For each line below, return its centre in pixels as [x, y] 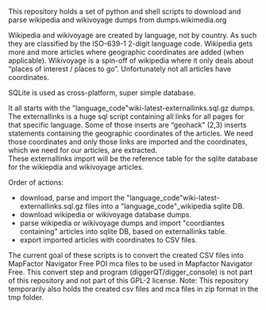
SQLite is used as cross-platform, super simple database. [102, 93]
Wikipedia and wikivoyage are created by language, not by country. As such [133, 35]
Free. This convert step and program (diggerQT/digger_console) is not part [131, 272]
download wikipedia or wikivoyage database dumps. [106, 214]
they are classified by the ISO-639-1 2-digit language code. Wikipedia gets [131, 44]
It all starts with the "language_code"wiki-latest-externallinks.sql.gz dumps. [132, 108]
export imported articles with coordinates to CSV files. [108, 240]
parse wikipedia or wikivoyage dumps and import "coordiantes [122, 223]
